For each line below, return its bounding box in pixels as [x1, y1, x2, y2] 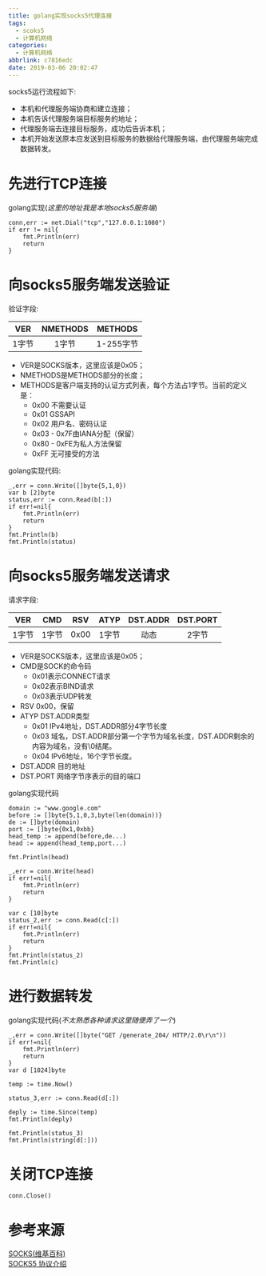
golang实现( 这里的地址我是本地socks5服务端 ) [8, 202, 158, 212]
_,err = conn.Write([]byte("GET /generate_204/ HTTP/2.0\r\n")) [8, 1031, 227, 1039]
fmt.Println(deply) [8, 1115, 73, 1123]
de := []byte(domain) [8, 818, 81, 826]
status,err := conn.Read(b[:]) [8, 495, 113, 504]
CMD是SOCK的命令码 [19, 661, 92, 670]
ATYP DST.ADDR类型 [19, 711, 90, 721]
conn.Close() [8, 1192, 52, 1200]
